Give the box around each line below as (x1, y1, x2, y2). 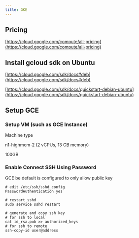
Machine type (5, 132, 34, 138)
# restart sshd (5, 198, 36, 203)
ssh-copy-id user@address (5, 228, 58, 233)
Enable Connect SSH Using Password (5, 164, 97, 171)
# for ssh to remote (5, 224, 48, 229)
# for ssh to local (5, 215, 45, 220)
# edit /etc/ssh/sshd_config (5, 184, 65, 190)
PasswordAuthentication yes (5, 189, 63, 194)
